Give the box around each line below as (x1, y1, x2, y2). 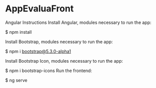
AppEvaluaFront (5, 3, 74, 14)
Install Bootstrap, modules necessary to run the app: (5, 38, 113, 45)
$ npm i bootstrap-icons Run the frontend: (5, 68, 92, 74)
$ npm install (5, 29, 32, 35)
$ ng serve (5, 77, 27, 83)
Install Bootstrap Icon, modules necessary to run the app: (5, 58, 123, 64)
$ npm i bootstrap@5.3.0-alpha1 (5, 48, 71, 54)
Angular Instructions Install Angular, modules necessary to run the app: (5, 19, 151, 25)
